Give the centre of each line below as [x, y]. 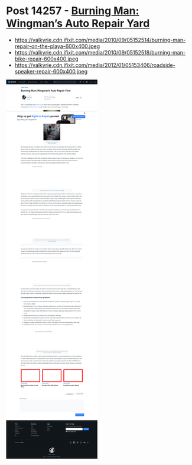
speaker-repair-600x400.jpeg [51, 71]
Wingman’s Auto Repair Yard [78, 23]
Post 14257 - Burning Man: [73, 11]
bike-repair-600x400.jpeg [46, 59]
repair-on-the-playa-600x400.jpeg [57, 46]
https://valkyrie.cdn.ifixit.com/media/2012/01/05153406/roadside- [95, 65]
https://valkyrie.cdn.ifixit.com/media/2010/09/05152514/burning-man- [100, 40]
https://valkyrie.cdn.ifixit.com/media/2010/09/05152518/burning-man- [100, 52]
